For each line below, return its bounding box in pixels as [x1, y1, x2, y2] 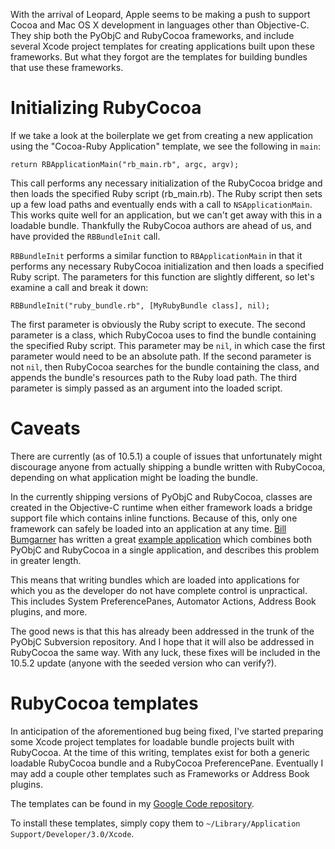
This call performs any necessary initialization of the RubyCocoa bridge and [10, 177, 323, 189]
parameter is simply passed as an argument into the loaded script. [10, 382, 283, 394]
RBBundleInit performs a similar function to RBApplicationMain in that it [10, 249, 303, 261]
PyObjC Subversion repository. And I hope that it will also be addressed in [10, 635, 315, 648]
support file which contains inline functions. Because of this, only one [10, 512, 298, 524]
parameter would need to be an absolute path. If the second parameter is [10, 350, 312, 362]
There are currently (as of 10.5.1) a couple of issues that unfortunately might [10, 450, 323, 462]
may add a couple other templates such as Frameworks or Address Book [10, 767, 310, 779]
